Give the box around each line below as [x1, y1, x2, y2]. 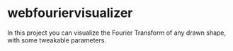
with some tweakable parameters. [7, 35, 106, 44]
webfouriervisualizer [7, 5, 133, 21]
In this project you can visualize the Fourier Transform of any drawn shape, [7, 28, 227, 37]
